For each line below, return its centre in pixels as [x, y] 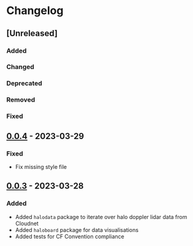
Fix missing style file [41, 166]
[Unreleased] [32, 33]
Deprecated [25, 83]
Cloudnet [27, 223]
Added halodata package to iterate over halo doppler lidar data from [101, 217]
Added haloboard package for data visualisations [77, 229]
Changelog [35, 11]
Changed [21, 67]
